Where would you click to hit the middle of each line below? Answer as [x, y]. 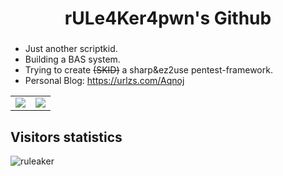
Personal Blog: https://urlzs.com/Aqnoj [104, 81]
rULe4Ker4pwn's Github [168, 18]
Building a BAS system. [72, 59]
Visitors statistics [66, 137]
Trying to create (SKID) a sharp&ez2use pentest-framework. [148, 70]
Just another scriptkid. [71, 49]
